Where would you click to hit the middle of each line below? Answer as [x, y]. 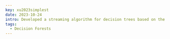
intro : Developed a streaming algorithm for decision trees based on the [85, 19]
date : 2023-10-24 [24, 15]
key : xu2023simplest [27, 10]
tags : [11, 24]
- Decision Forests [31, 29]
